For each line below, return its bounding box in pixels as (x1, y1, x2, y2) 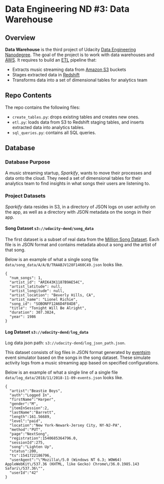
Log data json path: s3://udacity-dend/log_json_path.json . (5, 340, 126, 346)
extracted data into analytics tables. (12, 124, 85, 130)
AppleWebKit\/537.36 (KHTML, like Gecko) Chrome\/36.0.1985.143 (5, 462, 139, 467)
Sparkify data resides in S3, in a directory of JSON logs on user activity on (5, 203, 156, 210)
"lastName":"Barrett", (9, 410, 56, 415)
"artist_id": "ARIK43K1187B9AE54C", (9, 280, 84, 285)
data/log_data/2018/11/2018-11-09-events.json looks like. (5, 375, 124, 381)
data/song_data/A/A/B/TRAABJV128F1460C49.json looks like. (5, 262, 124, 267)
